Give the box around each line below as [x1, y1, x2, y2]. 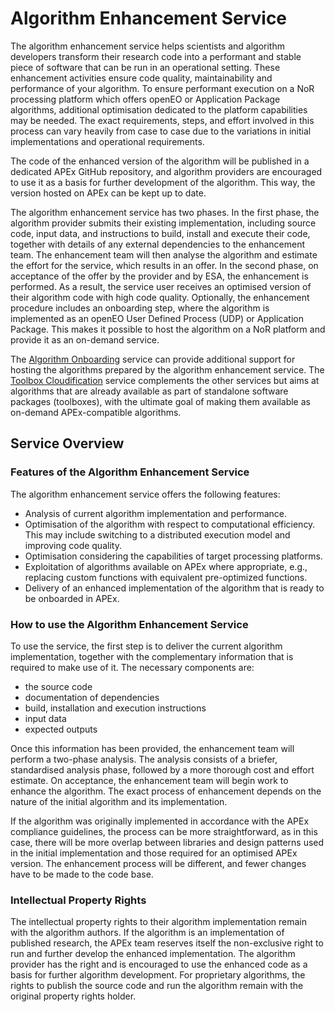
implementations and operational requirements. [10, 135, 205, 147]
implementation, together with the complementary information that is [10, 650, 294, 662]
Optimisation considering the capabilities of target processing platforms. [24, 550, 323, 562]
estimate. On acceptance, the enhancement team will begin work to [10, 774, 289, 786]
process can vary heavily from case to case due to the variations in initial [10, 125, 312, 137]
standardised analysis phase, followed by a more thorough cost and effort [10, 763, 315, 776]
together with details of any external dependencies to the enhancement [10, 238, 306, 250]
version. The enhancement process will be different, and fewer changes [10, 857, 307, 869]
